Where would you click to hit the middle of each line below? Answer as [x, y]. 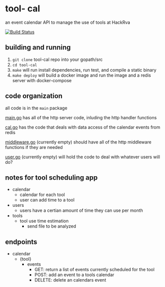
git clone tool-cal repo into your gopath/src [57, 59]
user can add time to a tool [47, 200]
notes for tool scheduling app [52, 177]
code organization [34, 96]
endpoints [21, 242]
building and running [38, 48]
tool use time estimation [44, 221]
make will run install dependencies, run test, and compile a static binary [84, 70]
